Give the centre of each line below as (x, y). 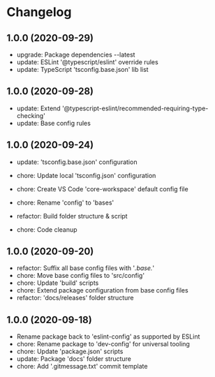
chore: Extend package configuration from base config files (103, 290)
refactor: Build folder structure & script (72, 216)
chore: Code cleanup (47, 229)
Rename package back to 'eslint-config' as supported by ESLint (108, 337)
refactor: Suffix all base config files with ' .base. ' (86, 268)
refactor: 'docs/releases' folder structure (75, 298)
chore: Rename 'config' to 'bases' (65, 202)
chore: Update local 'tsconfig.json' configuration (86, 175)
